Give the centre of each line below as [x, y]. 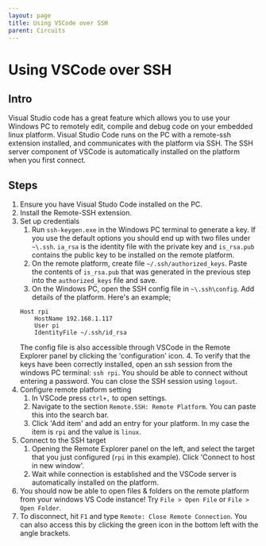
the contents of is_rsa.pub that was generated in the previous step [141, 272]
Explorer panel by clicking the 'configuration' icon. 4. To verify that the [135, 356]
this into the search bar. [70, 415]
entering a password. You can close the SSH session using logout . [129, 381]
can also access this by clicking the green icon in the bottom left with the [139, 525]
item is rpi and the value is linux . [86, 432]
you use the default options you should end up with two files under [141, 238]
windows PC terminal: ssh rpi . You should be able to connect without [134, 373]
